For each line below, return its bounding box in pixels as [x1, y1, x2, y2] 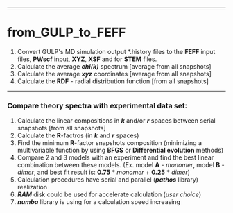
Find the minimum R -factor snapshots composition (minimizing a [17, 139, 202, 147]
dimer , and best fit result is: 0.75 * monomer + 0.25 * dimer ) [17, 168, 191, 177]
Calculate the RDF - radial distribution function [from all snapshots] [17, 77, 209, 85]
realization [17, 183, 48, 191]
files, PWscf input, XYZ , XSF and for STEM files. [17, 55, 157, 63]
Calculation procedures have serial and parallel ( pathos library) [17, 176, 199, 184]
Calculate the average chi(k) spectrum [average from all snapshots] [17, 62, 212, 70]
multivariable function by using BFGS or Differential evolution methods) [17, 146, 224, 155]
